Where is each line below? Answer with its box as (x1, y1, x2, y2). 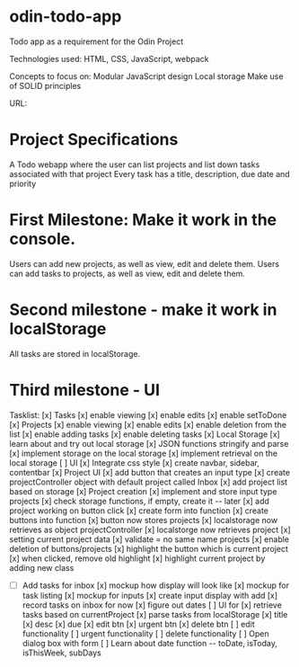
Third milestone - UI (9, 379, 160, 400)
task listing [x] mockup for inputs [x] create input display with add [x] (22, 590, 278, 600)
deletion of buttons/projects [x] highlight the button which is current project (9, 543, 289, 554)
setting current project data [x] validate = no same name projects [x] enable (9, 533, 290, 545)
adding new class (9, 562, 75, 573)
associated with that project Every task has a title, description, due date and (9, 168, 290, 179)
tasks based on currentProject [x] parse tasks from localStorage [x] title (22, 609, 288, 619)
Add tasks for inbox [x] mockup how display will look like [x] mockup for (22, 580, 290, 591)
